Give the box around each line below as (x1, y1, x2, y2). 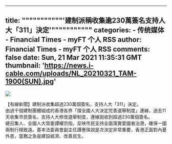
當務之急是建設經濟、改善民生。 (18, 133, 86, 139)
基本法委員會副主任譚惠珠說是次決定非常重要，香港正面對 (36, 126, 158, 133)
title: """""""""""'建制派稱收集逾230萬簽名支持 (5, 16, 159, 25)
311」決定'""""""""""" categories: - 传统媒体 (18, 26, 165, 35)
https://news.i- (44, 61, 94, 70)
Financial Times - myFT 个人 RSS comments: (5, 45, 150, 54)
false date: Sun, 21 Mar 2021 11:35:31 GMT (5, 53, 142, 62)
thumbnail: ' (5, 61, 45, 70)
